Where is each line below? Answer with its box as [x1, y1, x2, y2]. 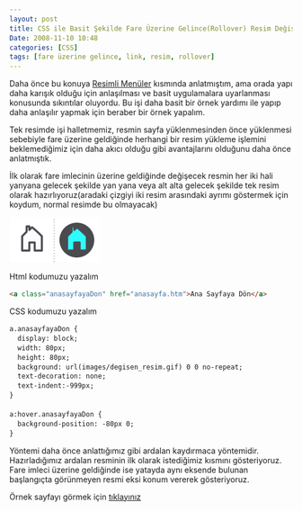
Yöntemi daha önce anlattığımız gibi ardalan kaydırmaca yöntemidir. [9, 445, 259, 456]
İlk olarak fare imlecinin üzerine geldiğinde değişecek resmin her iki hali [9, 171, 274, 182]
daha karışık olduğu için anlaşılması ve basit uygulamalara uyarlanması [9, 88, 271, 99]
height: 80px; [17, 353, 70, 362]
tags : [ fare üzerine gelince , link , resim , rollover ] [9, 52, 216, 62]
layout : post [9, 14, 58, 23]
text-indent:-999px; [17, 381, 94, 390]
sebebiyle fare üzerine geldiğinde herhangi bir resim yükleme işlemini [9, 134, 267, 145]
